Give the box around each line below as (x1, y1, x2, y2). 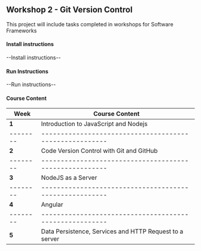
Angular (41, 200, 63, 209)
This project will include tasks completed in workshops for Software (6, 20, 173, 27)
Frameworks (6, 27, 37, 34)
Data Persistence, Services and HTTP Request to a (41, 227, 184, 235)
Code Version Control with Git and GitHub (41, 146, 158, 155)
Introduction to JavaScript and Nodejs (41, 120, 148, 128)
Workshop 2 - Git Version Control (6, 5, 133, 15)
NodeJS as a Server (41, 173, 98, 182)
